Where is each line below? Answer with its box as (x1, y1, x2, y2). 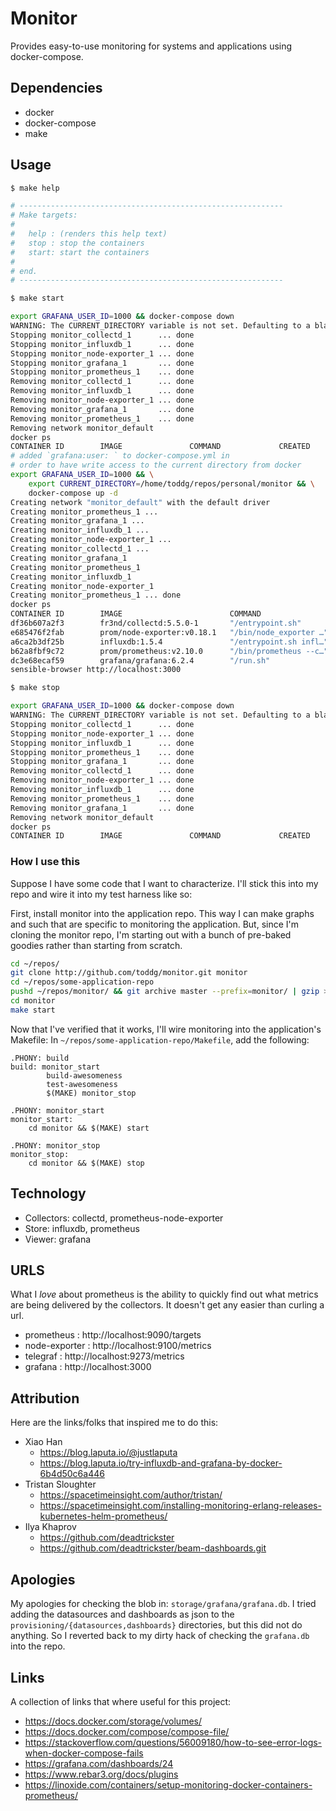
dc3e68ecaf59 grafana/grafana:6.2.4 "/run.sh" (10, 655, 271, 666)
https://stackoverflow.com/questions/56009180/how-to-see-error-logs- (24, 1736, 323, 1748)
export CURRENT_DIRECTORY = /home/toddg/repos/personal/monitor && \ (28, 478, 315, 489)
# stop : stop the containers (10, 238, 145, 248)
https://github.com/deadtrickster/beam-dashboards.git (39, 1542, 267, 1554)
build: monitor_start (10, 1062, 101, 1072)
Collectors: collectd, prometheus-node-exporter (24, 1212, 224, 1224)
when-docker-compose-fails (24, 1747, 144, 1759)
